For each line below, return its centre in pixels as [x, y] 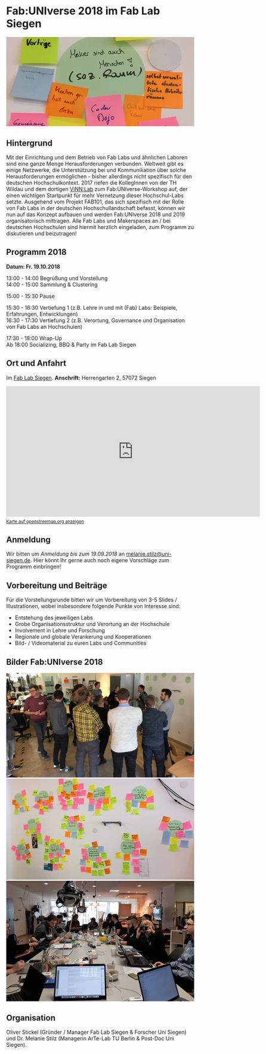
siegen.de [18, 560]
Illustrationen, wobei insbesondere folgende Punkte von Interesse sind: [93, 606]
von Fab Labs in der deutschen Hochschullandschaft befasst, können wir [96, 208]
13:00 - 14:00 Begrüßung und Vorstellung [57, 278]
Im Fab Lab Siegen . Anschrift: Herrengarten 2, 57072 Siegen [81, 378]
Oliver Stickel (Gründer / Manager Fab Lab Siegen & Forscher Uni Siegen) [96, 1032]
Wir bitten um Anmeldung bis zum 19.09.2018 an [66, 554]
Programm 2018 [36, 252]
